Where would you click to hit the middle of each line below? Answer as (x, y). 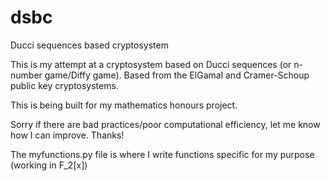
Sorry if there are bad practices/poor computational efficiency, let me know (165, 124)
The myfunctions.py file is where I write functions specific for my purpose (162, 154)
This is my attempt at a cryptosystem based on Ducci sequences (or (151, 64)
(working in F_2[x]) (49, 165)
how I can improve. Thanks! (67, 135)
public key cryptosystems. (64, 85)
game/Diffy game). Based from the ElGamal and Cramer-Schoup (177, 75)
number (26, 75)
